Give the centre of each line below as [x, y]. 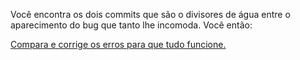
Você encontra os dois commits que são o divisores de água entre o [150, 14]
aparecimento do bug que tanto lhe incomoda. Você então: [131, 25]
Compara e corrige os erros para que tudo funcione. [118, 44]
